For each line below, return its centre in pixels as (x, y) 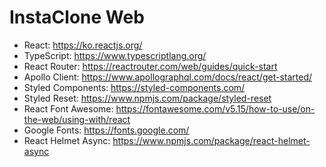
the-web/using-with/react (77, 119)
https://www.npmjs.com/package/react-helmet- (211, 140)
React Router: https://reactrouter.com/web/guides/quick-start (150, 66)
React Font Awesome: (68, 108)
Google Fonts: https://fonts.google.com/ (106, 130)
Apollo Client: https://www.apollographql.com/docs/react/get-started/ (168, 77)
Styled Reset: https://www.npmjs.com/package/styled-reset (147, 98)
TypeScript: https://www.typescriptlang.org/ (115, 55)
